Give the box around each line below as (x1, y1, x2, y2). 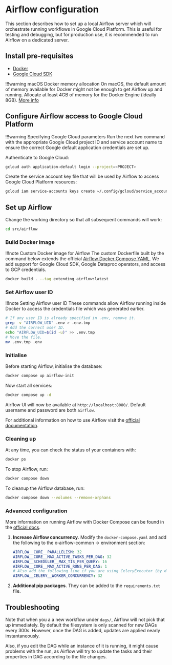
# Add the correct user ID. (5, 325, 66, 330)
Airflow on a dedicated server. (5, 37, 69, 43)
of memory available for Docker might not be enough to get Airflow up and (5, 86, 163, 92)
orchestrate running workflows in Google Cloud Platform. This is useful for (5, 26, 162, 32)
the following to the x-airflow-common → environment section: (12, 539, 145, 546)
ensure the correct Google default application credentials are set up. (5, 144, 150, 151)
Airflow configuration (5, 4, 99, 15)
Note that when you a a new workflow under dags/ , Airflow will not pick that (5, 616, 165, 623)
